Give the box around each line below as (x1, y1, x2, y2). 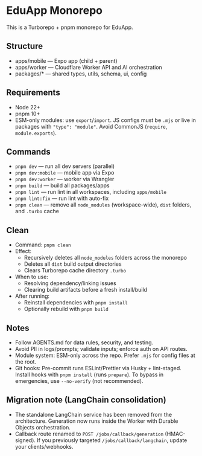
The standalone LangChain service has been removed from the (14, 411, 172, 418)
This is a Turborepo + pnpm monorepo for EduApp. (6, 24, 134, 31)
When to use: (14, 273, 48, 281)
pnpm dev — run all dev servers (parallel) (14, 162, 115, 170)
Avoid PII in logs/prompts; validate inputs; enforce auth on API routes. (14, 345, 188, 352)
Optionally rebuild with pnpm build (24, 306, 109, 313)
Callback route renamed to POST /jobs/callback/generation (14, 430, 164, 437)
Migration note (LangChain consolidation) (6, 395, 167, 405)
